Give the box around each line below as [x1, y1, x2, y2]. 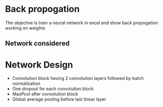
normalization [12, 80, 41, 87]
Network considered [5, 39, 70, 48]
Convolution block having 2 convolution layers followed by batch [12, 75, 144, 81]
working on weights [5, 25, 45, 31]
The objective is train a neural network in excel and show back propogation [5, 20, 158, 26]
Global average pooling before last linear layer [12, 96, 106, 102]
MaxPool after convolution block [12, 91, 79, 97]
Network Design [5, 59, 73, 70]
